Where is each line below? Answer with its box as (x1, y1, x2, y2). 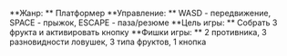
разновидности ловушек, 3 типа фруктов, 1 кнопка (9, 36, 207, 47)
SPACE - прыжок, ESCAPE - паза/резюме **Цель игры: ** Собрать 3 (9, 17, 278, 28)
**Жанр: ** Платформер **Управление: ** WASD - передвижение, (9, 8, 272, 18)
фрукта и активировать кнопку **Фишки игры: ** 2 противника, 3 (9, 27, 267, 37)
